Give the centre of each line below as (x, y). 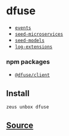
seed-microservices (39, 34)
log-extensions (34, 47)
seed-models (29, 40)
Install (18, 93)
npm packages (28, 62)
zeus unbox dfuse (28, 107)
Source (20, 126)
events (23, 28)
